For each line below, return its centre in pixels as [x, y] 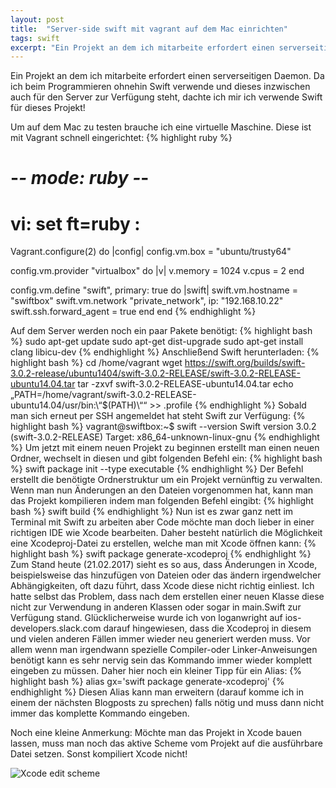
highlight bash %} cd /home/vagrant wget [96, 363]
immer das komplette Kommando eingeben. [100, 713]
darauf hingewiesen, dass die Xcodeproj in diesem [207, 628]
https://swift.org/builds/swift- [245, 363]
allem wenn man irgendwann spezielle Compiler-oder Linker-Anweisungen [164, 650]
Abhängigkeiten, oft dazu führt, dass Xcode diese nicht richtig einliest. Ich [162, 586]
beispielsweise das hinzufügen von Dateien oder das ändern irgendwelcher [166, 575]
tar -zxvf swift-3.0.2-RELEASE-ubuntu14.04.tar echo [185, 384]
